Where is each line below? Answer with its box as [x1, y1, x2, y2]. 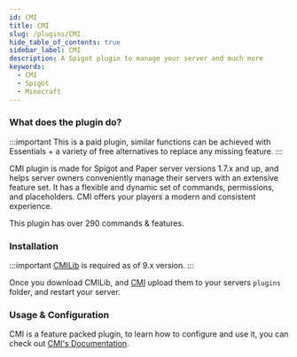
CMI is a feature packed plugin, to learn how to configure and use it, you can [9, 329, 289, 339]
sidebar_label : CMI [9, 46, 82, 55]
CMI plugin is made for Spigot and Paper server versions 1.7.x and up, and [9, 163, 279, 174]
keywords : [9, 63, 46, 72]
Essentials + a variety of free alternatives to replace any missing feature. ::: [9, 145, 283, 156]
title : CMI [9, 21, 50, 30]
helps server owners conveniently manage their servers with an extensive [9, 172, 279, 182]
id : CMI [9, 12, 38, 22]
